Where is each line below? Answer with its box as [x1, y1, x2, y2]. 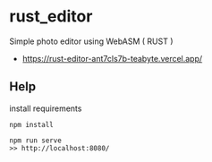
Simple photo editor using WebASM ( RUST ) [9, 36, 174, 47]
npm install [9, 120, 54, 129]
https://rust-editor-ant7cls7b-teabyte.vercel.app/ [21, 53, 203, 64]
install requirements [9, 103, 82, 114]
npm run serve [9, 136, 63, 145]
